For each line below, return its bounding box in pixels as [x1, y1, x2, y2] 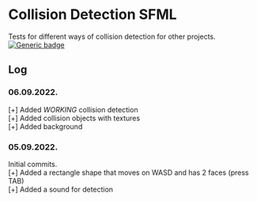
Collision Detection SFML [8, 6, 177, 24]
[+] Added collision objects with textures [8, 113, 141, 123]
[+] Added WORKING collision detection [8, 104, 138, 114]
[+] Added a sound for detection [8, 184, 113, 194]
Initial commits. [8, 159, 58, 169]
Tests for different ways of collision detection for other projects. [8, 32, 216, 41]
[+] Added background [8, 121, 83, 131]
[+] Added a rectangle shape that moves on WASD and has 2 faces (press [8, 168, 249, 177]
